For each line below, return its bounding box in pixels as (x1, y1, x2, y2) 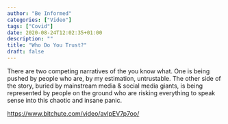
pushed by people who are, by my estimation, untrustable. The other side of (7, 74, 221, 82)
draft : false (7, 49, 45, 55)
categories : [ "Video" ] (7, 16, 72, 23)
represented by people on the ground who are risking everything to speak (7, 88, 216, 97)
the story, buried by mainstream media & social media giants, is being (7, 82, 203, 90)
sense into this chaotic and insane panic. (7, 96, 122, 104)
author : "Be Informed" (7, 10, 72, 17)
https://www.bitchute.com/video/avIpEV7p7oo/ (7, 109, 140, 117)
